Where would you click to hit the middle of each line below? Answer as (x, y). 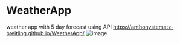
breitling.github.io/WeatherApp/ (45, 33)
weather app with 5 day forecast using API (59, 27)
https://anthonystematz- (143, 27)
